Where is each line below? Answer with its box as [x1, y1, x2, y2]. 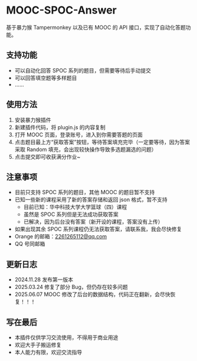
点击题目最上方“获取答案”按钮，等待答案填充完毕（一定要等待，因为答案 [14, 138, 191, 145]
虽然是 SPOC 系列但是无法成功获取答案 [23, 211, 119, 218]
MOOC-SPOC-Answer [6, 4, 117, 17]
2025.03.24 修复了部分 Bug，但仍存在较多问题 [14, 284, 128, 291]
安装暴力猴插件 [14, 116, 51, 123]
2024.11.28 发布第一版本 [14, 276, 74, 283]
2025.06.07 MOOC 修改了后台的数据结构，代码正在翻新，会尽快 [14, 291, 170, 298]
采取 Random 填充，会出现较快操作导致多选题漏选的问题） [14, 146, 157, 153]
